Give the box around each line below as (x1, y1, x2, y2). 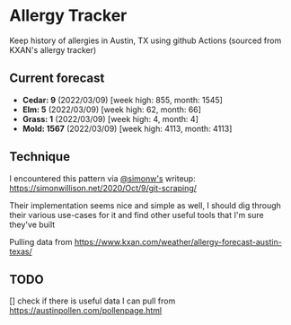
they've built (9, 219, 56, 230)
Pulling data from (9, 236, 73, 247)
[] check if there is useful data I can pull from (9, 295, 176, 306)
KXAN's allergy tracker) (9, 44, 97, 55)
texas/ (9, 246, 33, 257)
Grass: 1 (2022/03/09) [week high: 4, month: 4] (22, 113, 199, 124)
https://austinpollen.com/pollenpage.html (9, 305, 163, 316)
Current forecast (9, 71, 105, 86)
